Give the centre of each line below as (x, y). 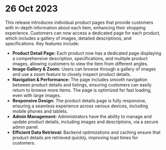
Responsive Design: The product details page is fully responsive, (79, 100)
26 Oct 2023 (31, 9)
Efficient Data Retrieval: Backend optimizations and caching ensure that (86, 132)
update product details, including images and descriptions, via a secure (85, 122)
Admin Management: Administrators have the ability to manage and (82, 116)
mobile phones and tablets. (40, 111)
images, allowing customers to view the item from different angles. (80, 64)
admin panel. (26, 127)
